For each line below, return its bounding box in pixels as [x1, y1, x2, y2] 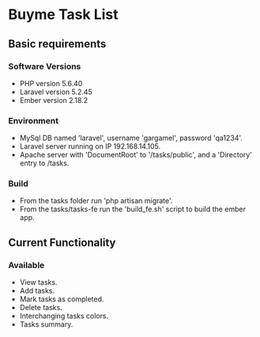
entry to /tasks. [19, 158, 70, 168]
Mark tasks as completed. [19, 294, 104, 304]
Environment [8, 115, 59, 126]
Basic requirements [8, 37, 107, 51]
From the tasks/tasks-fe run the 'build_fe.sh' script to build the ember [19, 204, 247, 214]
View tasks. [19, 278, 58, 287]
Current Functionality [8, 236, 116, 249]
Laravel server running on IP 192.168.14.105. [19, 142, 160, 151]
